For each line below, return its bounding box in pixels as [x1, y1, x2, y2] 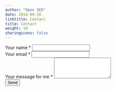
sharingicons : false [5, 30, 48, 35]
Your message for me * [5, 73, 53, 79]
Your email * [5, 51, 31, 57]
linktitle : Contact [5, 16, 46, 21]
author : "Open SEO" [5, 7, 46, 12]
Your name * [5, 44, 31, 50]
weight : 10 [5, 26, 28, 31]
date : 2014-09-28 [5, 12, 41, 17]
